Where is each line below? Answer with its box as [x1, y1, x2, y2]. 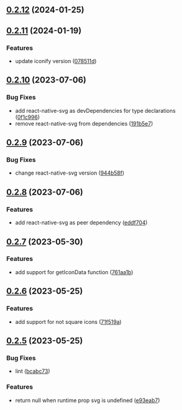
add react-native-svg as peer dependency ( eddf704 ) [15, 219, 148, 226]
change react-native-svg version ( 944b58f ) [15, 169, 124, 176]
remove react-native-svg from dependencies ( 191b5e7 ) [15, 119, 153, 127]
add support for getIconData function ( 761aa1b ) [15, 268, 133, 275]
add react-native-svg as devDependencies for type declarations [15, 107, 176, 114]
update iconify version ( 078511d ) [15, 58, 97, 65]
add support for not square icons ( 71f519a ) [15, 318, 122, 325]
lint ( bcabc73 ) [15, 368, 50, 375]
